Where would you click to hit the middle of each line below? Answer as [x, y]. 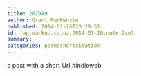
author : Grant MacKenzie [43, 20]
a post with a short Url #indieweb [54, 65]
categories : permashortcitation [54, 46]
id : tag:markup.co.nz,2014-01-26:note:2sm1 [71, 33]
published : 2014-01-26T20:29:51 [54, 26]
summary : [20, 39]
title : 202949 [28, 13]
